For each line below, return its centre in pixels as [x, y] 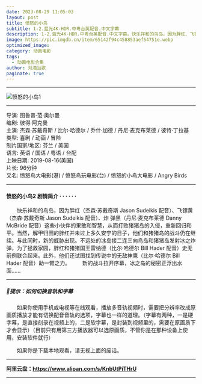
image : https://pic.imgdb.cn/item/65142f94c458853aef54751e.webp [90, 40]
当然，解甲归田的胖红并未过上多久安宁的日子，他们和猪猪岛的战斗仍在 [103, 233]
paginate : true [25, 73]
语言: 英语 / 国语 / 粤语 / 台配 [41, 153]
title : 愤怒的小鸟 [27, 23]
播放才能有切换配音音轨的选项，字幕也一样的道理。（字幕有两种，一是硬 [105, 315]
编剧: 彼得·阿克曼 [27, 123]
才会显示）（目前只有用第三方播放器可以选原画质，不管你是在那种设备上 [94, 330]
